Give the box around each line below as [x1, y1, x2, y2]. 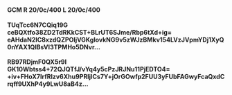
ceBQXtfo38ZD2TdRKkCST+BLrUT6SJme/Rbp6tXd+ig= [7, 28, 172, 37]
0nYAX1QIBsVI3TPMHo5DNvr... [7, 43, 100, 51]
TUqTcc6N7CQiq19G [7, 21, 68, 29]
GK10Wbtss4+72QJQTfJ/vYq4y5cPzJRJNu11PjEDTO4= [7, 65, 171, 74]
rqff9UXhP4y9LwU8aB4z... [7, 80, 89, 88]
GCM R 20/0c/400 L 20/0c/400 [7, 6, 100, 14]
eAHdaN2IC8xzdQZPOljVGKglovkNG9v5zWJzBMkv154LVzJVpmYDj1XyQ [7, 35, 224, 44]
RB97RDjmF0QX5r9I [7, 58, 67, 66]
